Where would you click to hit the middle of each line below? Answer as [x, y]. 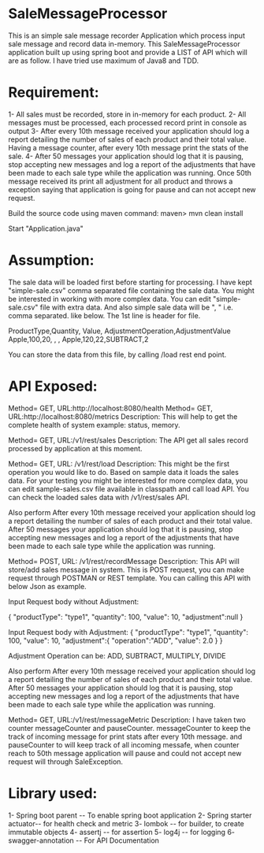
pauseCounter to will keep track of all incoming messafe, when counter [124, 744]
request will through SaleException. [66, 762]
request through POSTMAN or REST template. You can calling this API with [129, 578]
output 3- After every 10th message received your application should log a [129, 131]
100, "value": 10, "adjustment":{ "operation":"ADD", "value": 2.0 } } [115, 640]
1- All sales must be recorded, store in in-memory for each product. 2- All [127, 114]
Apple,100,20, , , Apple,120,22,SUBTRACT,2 [78, 339]
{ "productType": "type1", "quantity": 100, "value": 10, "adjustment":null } [126, 617]
